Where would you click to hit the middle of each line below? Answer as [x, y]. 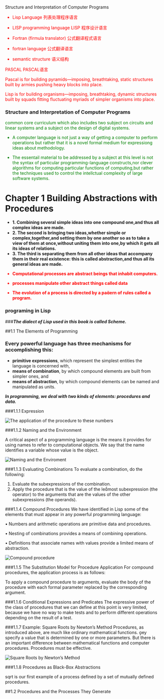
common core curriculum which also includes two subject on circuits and [79, 123]
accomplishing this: [29, 350]
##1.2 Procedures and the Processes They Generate [58, 691]
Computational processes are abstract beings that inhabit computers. [85, 274]
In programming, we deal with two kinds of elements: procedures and [78, 396]
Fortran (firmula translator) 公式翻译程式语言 [57, 38]
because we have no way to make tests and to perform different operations [81, 612]
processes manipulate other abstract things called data [70, 283]
